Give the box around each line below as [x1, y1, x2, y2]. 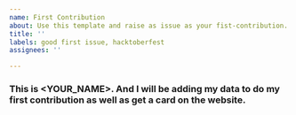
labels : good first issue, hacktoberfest [9, 37, 165, 47]
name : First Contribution [9, 12, 105, 22]
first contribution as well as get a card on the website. [9, 94, 246, 106]
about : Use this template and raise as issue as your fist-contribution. [9, 21, 289, 30]
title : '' [9, 29, 46, 38]
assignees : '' [9, 46, 62, 55]
